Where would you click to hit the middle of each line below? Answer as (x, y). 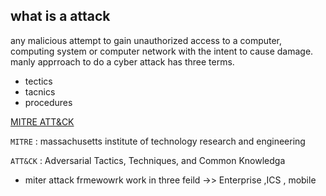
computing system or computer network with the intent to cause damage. (162, 51)
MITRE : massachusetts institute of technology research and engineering (158, 141)
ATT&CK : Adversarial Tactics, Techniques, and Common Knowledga (148, 160)
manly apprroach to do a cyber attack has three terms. (122, 61)
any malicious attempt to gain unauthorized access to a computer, (146, 40)
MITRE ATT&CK (42, 121)
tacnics (40, 91)
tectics (38, 81)
